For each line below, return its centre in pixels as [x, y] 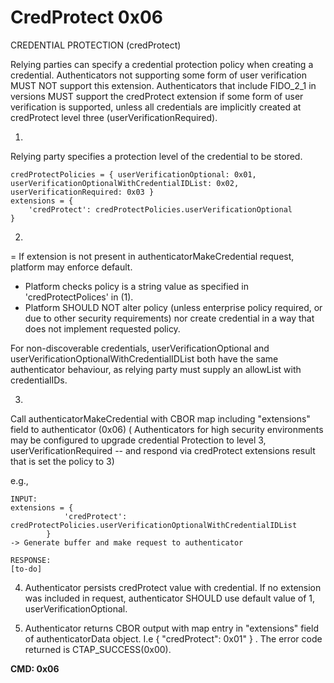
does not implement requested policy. [102, 328]
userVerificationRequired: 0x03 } [82, 192]
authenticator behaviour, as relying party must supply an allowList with [156, 369]
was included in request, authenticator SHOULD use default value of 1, [170, 598]
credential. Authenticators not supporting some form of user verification [158, 75]
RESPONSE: [31, 560]
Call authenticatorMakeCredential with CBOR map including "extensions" [160, 418]
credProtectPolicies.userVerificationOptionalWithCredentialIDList [154, 525]
